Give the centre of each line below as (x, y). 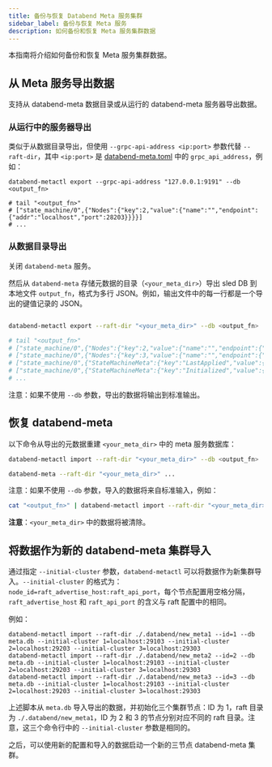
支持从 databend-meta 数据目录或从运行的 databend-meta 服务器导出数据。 (135, 104)
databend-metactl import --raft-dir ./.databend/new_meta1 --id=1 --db (132, 635)
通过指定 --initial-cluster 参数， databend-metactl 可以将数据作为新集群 (132, 571)
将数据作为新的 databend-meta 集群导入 (110, 550)
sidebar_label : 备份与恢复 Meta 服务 (68, 24)
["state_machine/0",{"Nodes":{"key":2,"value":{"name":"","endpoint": (137, 211)
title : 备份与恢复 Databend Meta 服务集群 (76, 16)
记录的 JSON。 (62, 303)
